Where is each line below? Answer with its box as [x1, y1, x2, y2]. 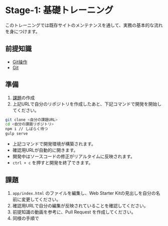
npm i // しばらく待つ [5, 127, 48, 132]
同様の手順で [12, 215, 39, 221]
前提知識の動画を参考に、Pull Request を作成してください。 [12, 209, 136, 215]
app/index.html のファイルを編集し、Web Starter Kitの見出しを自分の [12, 190, 156, 196]
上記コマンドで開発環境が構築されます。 [12, 141, 96, 147]
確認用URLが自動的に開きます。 [12, 147, 78, 153]
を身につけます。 [5, 28, 40, 34]
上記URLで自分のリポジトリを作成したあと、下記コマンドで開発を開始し [12, 101, 162, 107]
